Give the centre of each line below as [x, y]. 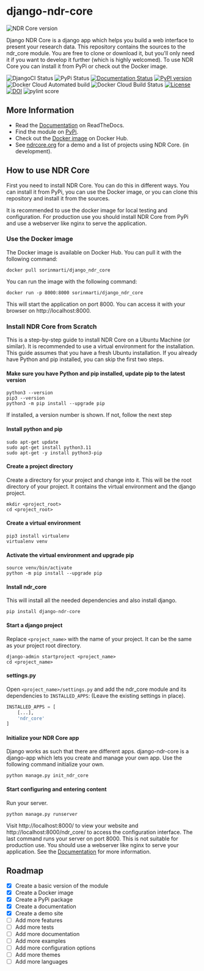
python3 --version [30, 393]
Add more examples [40, 941]
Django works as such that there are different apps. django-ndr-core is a [98, 752]
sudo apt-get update [33, 442]
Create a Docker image [44, 893]
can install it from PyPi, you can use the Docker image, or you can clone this [102, 192]
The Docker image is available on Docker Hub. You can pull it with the [94, 252]
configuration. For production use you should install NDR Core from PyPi [97, 216]
